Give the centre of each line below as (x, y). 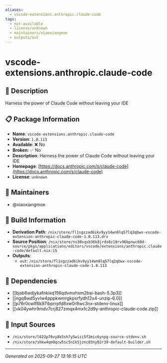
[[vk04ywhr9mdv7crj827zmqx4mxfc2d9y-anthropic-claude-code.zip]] (85, 309)
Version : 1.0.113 (30, 139)
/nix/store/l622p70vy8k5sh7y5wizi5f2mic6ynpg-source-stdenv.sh (79, 337)
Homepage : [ (26, 166)
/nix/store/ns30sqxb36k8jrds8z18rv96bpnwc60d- (97, 242)
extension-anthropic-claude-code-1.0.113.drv (60, 237)
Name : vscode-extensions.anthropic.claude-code (63, 134)
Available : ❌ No (29, 144)
